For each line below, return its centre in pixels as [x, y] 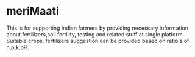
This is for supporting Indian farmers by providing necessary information [97, 28]
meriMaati [33, 11]
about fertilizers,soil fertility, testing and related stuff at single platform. [95, 34]
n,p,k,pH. [18, 47]
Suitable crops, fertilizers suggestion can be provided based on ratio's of [98, 41]
